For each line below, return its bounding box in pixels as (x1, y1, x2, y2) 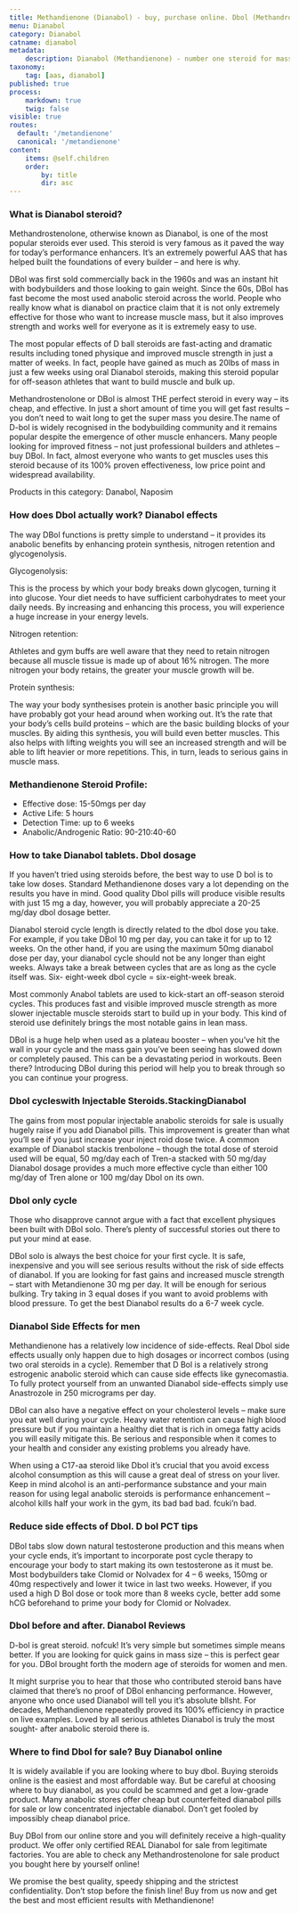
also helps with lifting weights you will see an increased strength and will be (9, 737, 287, 748)
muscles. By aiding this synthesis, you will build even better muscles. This (9, 727, 280, 738)
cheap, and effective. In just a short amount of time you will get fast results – (9, 403, 289, 414)
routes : (9, 121, 38, 130)
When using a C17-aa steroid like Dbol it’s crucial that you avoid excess (9, 1460, 270, 1471)
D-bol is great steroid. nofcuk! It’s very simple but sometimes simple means (9, 1639, 286, 1650)
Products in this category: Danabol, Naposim (9, 486, 174, 497)
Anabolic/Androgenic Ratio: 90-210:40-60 (21, 827, 176, 838)
